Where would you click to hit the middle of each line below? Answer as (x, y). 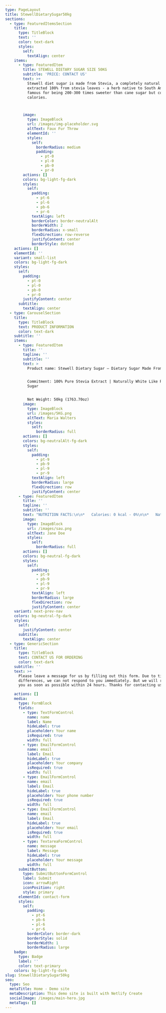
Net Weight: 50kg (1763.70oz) (58, 399)
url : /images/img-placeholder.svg (62, 124)
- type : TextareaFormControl (53, 842)
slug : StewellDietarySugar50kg (37, 975)
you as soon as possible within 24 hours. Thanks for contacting (87, 685)
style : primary (39, 892)
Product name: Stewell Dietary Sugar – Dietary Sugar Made (89, 368)
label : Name (39, 722)
